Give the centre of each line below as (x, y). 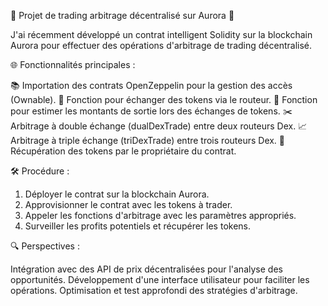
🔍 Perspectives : (45, 246)
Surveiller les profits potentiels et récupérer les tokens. (138, 226)
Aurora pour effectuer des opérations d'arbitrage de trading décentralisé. (161, 45)
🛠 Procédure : (40, 171)
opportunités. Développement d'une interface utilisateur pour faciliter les (160, 279)
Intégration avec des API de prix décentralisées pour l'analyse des (146, 269)
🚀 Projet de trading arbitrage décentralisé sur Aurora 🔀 (122, 15)
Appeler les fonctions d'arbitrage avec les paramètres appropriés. (160, 215)
